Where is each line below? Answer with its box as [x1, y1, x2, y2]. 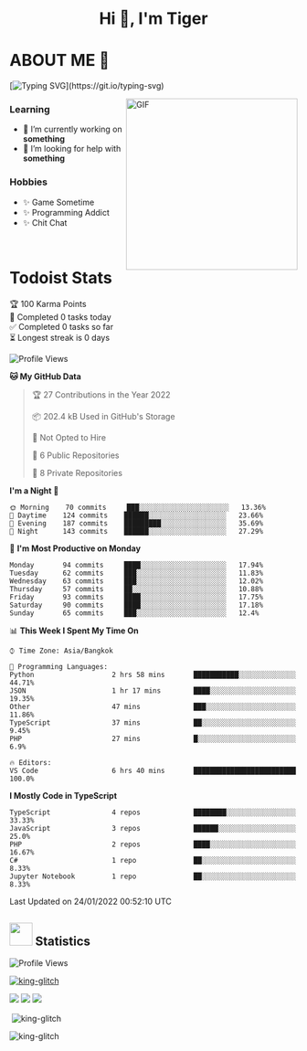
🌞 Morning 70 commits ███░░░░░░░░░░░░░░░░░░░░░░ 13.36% [9, 503, 267, 512]
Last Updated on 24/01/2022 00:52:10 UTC [9, 896, 172, 907]
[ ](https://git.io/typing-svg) [9, 80, 164, 91]
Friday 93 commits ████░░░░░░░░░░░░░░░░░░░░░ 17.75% [9, 592, 263, 601]
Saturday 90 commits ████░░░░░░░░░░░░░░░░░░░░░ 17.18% [9, 600, 263, 610]
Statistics [35, 934, 91, 950]
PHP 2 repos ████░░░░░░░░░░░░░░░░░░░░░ [9, 840, 297, 849]
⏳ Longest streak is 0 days [9, 332, 111, 343]
